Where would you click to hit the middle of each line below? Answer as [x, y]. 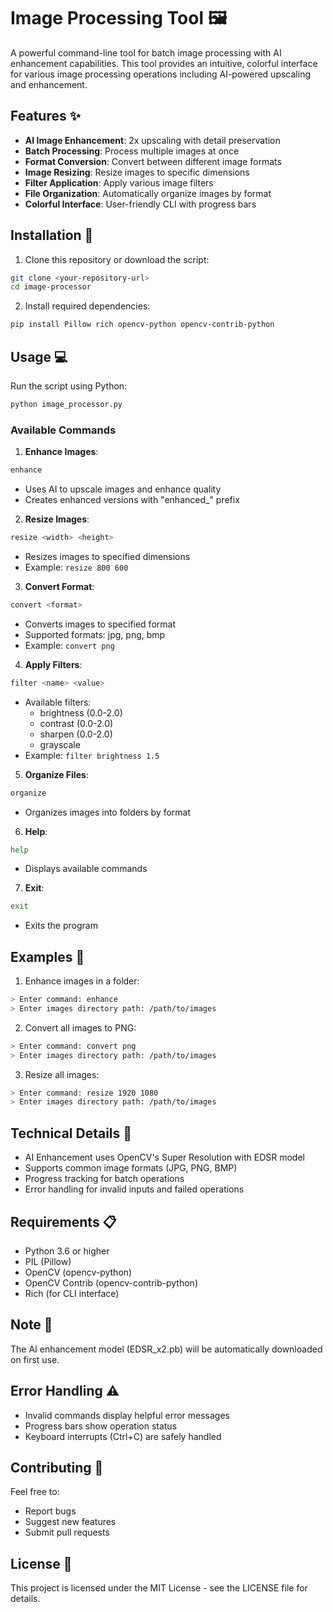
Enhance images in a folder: [82, 981]
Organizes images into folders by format [108, 812]
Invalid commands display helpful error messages [127, 1415]
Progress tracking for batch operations [104, 1179]
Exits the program [61, 926]
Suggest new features [70, 1522]
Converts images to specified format [100, 624]
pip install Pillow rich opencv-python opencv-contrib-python [142, 325]
